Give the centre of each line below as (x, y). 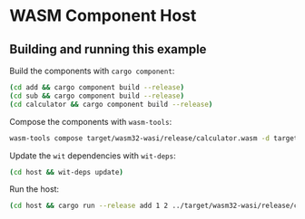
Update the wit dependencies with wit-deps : (93, 156)
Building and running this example (108, 49)
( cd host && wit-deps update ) (67, 172)
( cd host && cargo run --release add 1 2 (89, 206)
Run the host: (34, 189)
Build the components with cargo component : (92, 71)
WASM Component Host (103, 16)
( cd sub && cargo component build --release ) (97, 96)
